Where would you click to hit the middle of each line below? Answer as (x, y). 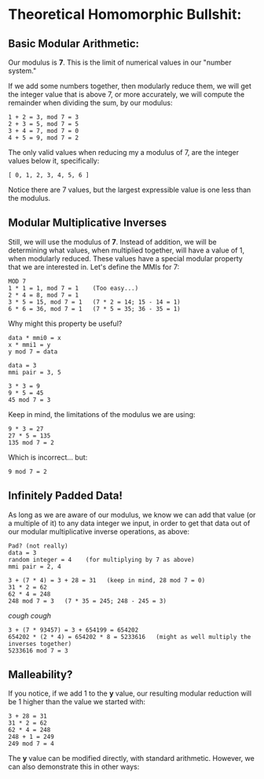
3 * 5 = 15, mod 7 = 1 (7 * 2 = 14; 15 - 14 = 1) (94, 302)
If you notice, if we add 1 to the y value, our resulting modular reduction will (130, 693)
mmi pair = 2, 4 (35, 567)
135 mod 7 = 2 (31, 442)
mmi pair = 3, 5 (35, 372)
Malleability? (40, 675)
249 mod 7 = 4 (31, 744)
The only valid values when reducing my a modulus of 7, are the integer (124, 152)
